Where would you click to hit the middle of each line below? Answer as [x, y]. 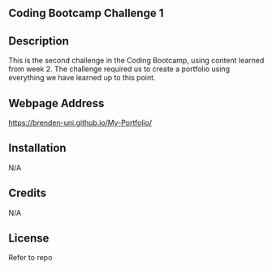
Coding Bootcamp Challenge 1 [86, 13]
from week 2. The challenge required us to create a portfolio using [119, 69]
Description [39, 41]
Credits [28, 193]
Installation [37, 148]
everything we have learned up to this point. [82, 78]
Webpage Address [56, 103]
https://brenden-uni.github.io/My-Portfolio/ [80, 123]
